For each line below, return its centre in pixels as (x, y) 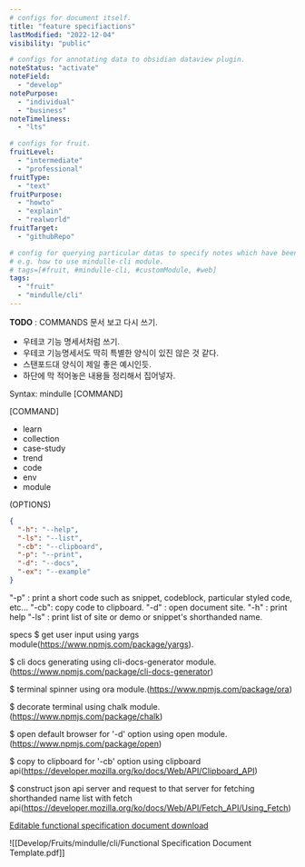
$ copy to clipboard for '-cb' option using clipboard (105, 761)
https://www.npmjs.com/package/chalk (86, 716)
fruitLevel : (32, 152)
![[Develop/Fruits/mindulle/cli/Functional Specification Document (131, 842)
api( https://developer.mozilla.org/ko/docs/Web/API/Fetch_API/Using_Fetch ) (151, 807)
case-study (44, 448)
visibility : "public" (50, 43)
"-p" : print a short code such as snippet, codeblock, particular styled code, (151, 597)
